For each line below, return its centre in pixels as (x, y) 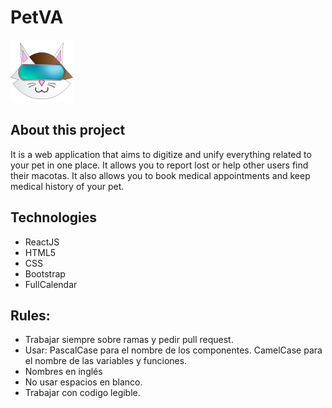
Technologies (54, 217)
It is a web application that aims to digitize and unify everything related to (161, 154)
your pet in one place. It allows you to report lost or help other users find (159, 165)
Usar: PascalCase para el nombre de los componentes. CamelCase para (173, 350)
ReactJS (42, 242)
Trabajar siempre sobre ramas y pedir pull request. (129, 340)
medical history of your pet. (67, 186)
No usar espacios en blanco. (83, 382)
